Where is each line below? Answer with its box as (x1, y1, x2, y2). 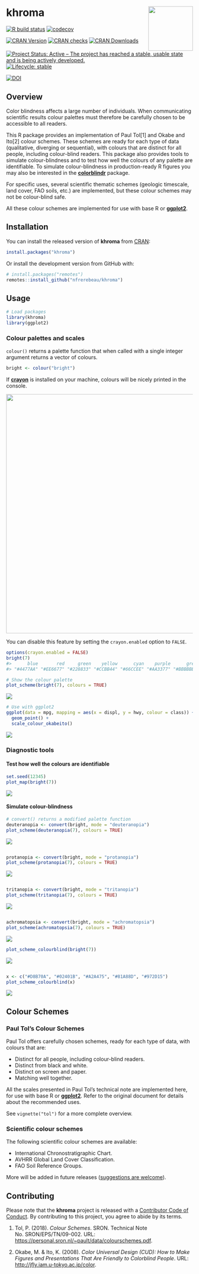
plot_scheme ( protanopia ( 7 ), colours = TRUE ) (6, 860, 118, 866)
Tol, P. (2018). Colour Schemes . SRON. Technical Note (14, 1224, 147, 1232)
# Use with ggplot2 (6, 704, 54, 710)
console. (6, 382, 28, 389)
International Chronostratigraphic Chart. (14, 1150, 113, 1157)
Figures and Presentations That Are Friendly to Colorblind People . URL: (14, 1255, 189, 1262)
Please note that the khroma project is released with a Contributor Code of (6, 1206, 189, 1214)
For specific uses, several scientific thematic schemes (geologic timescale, (6, 181, 190, 188)
